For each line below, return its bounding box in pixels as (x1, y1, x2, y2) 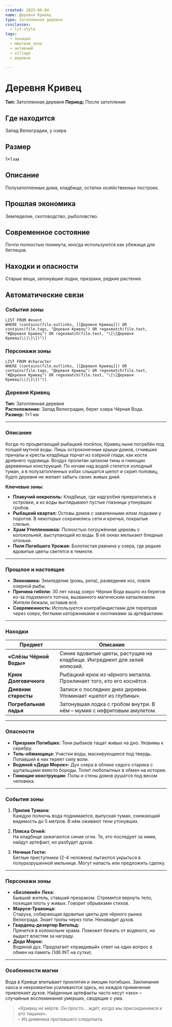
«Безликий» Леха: (12, 889, 55, 895)
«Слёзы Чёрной (8, 653, 49, 661)
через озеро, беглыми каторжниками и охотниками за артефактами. (12, 610, 164, 617)
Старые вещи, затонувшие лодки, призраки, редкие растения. (5, 276, 142, 282)
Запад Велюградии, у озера (5, 127, 67, 134)
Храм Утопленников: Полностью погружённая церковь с (12, 526, 140, 533)
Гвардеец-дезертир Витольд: (12, 922, 79, 928)
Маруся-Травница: (12, 906, 56, 912)
